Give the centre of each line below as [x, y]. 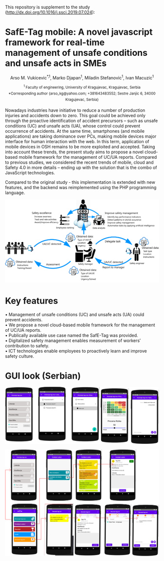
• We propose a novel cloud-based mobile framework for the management [80, 325]
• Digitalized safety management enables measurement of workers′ [73, 341]
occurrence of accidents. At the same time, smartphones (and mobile [75, 131]
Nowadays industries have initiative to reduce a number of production [75, 110]
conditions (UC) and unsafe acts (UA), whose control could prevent [73, 126]
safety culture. [20, 356]
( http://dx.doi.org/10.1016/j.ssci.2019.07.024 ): [50, 12]
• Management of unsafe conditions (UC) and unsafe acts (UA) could [75, 314]
